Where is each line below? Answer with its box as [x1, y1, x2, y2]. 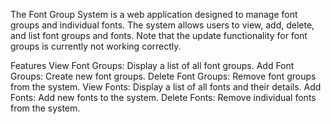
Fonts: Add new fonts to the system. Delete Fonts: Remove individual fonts [10, 92, 317, 103]
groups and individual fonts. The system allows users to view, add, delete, [10, 19, 315, 31]
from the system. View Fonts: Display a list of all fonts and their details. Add [10, 81, 322, 93]
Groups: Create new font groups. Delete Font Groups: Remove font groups [10, 70, 317, 82]
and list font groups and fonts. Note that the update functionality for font [10, 30, 308, 41]
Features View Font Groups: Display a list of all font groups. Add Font [10, 60, 295, 71]
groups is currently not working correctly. [10, 40, 182, 52]
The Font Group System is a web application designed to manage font [10, 9, 298, 20]
